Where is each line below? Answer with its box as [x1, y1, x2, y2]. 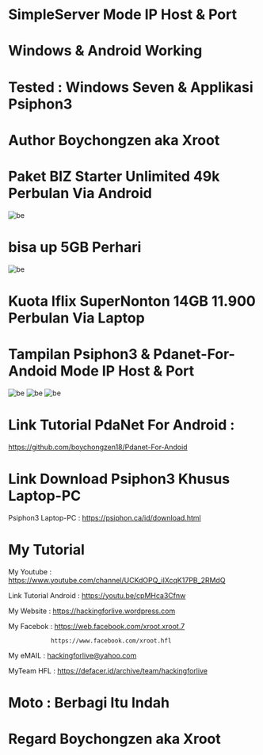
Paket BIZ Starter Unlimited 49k [8, 167, 220, 185]
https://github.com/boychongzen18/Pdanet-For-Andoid [8, 442, 188, 452]
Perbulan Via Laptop [8, 309, 145, 326]
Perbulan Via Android [8, 184, 152, 202]
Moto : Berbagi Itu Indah [8, 693, 170, 711]
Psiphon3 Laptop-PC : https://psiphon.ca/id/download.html [8, 513, 201, 522]
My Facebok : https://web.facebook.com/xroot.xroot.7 [8, 621, 185, 631]
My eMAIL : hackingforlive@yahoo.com [8, 650, 137, 660]
